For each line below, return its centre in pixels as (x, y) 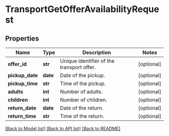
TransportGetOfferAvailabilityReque (82, 9)
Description (97, 52)
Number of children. (84, 100)
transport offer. (78, 67)
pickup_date (23, 75)
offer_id (17, 64)
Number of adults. (81, 92)
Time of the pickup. (83, 84)
